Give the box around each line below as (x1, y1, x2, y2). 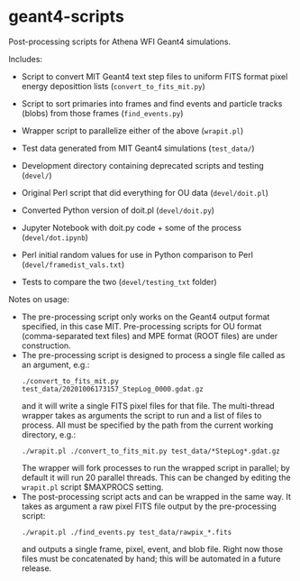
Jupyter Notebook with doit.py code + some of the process (21, 222, 242, 233)
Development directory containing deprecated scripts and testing (21, 160, 265, 171)
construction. (21, 340, 71, 351)
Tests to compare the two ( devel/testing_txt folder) (21, 276, 217, 287)
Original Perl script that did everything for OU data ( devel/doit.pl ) (21, 187, 269, 198)
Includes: (8, 53, 42, 64)
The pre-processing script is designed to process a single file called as (21, 349, 286, 360)
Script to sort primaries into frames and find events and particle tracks (21, 97, 283, 109)
